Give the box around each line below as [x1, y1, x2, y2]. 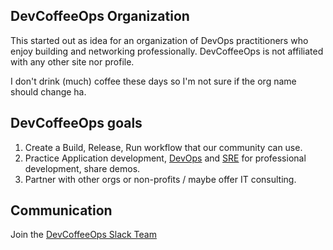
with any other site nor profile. [10, 55, 135, 68]
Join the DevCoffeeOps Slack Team [10, 229, 157, 241]
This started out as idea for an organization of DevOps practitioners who [10, 34, 309, 46]
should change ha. [10, 85, 87, 98]
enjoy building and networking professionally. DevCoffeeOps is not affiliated [10, 45, 324, 57]
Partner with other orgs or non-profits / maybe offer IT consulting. [24, 173, 297, 185]
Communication [10, 202, 113, 219]
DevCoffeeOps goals [10, 115, 143, 132]
